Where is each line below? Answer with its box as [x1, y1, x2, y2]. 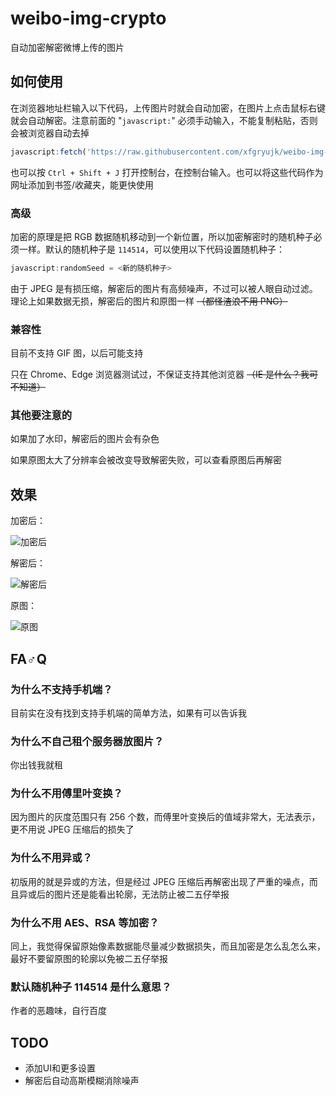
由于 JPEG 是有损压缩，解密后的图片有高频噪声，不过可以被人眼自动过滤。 [10, 282, 318, 294]
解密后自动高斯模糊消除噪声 [24, 1075, 140, 1087]
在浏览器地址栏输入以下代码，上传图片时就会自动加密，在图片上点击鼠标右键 [10, 102, 326, 114]
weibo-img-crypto [10, 7, 167, 30]
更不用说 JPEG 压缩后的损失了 [10, 823, 135, 836]
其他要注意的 [10, 408, 73, 422]
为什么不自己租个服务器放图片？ [10, 734, 165, 748]
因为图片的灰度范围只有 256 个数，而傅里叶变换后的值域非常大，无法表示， [10, 811, 321, 823]
